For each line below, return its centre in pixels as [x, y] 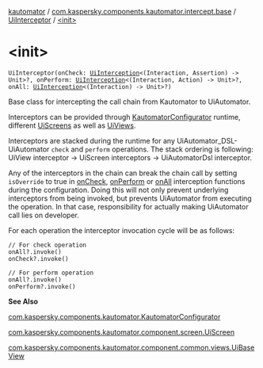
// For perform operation [51, 273]
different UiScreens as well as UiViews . [72, 125]
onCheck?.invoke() [38, 259]
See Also [23, 301]
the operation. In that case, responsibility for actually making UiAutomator [128, 206]
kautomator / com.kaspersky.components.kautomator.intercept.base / [122, 11]
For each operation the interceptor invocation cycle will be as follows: [122, 230]
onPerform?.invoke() [42, 286]
